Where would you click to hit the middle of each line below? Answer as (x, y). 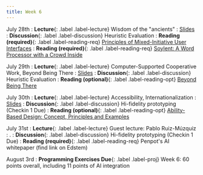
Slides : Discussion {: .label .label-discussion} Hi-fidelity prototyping (92, 104)
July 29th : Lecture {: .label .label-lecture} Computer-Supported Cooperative (101, 66)
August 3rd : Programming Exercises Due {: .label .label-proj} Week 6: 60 (98, 159)
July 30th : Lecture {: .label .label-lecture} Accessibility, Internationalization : (101, 97)
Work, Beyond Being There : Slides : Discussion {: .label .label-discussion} (99, 72)
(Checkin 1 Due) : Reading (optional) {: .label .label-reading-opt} (86, 110)
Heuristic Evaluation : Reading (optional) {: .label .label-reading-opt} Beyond (101, 79)
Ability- (176, 110)
